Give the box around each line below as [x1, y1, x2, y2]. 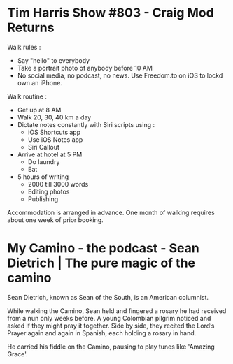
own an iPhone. [17, 78, 63, 87]
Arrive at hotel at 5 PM [17, 150, 83, 159]
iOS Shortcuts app [27, 128, 81, 136]
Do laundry [27, 157, 60, 166]
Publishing [27, 194, 59, 203]
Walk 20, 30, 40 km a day [17, 113, 92, 122]
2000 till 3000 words [27, 180, 89, 188]
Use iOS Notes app [27, 135, 83, 144]
